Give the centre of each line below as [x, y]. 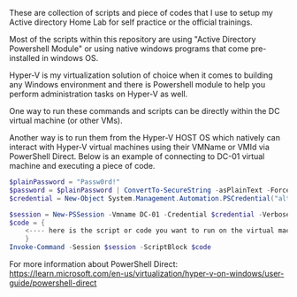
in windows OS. [70, 58]
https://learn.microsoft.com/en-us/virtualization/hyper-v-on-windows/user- [147, 274]
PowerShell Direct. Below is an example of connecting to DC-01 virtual [137, 156]
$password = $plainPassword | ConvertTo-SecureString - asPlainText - [140, 190]
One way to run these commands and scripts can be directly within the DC [145, 111]
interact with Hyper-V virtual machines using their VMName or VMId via [139, 147]
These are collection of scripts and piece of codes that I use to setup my [141, 13]
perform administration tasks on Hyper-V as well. [99, 94]
